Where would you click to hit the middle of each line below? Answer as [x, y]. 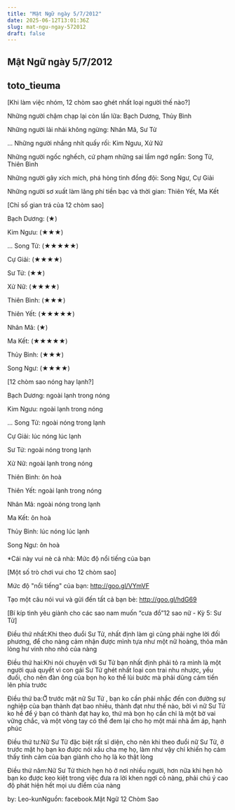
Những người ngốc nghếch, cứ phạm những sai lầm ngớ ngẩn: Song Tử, [110, 157]
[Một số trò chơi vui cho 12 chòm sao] [62, 572]
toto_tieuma [34, 86]
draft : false [26, 33]
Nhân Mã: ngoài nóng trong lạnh [54, 504]
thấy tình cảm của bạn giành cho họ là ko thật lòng [80, 757]
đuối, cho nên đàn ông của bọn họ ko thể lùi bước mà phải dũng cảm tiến [113, 677]
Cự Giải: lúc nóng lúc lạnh [45, 437]
